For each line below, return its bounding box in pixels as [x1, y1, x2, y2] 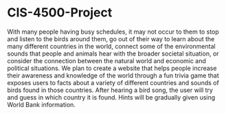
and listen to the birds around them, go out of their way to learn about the [7, 34, 215, 43]
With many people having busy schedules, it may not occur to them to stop [7, 27, 220, 36]
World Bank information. [7, 100, 76, 109]
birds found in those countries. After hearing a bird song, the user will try [7, 86, 213, 94]
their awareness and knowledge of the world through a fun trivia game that [7, 71, 220, 80]
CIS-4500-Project [7, 5, 113, 21]
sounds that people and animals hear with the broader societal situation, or [7, 49, 219, 58]
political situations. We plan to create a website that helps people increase [7, 64, 217, 72]
